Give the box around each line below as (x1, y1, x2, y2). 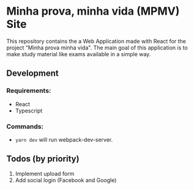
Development (6, 68, 59, 79)
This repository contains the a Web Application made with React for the (6, 37, 187, 45)
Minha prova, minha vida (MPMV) (6, 4, 180, 18)
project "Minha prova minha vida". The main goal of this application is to (6, 44, 188, 51)
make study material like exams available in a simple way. (6, 50, 151, 57)
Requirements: (6, 87, 51, 95)
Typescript (15, 107, 43, 114)
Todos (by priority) (6, 154, 80, 164)
